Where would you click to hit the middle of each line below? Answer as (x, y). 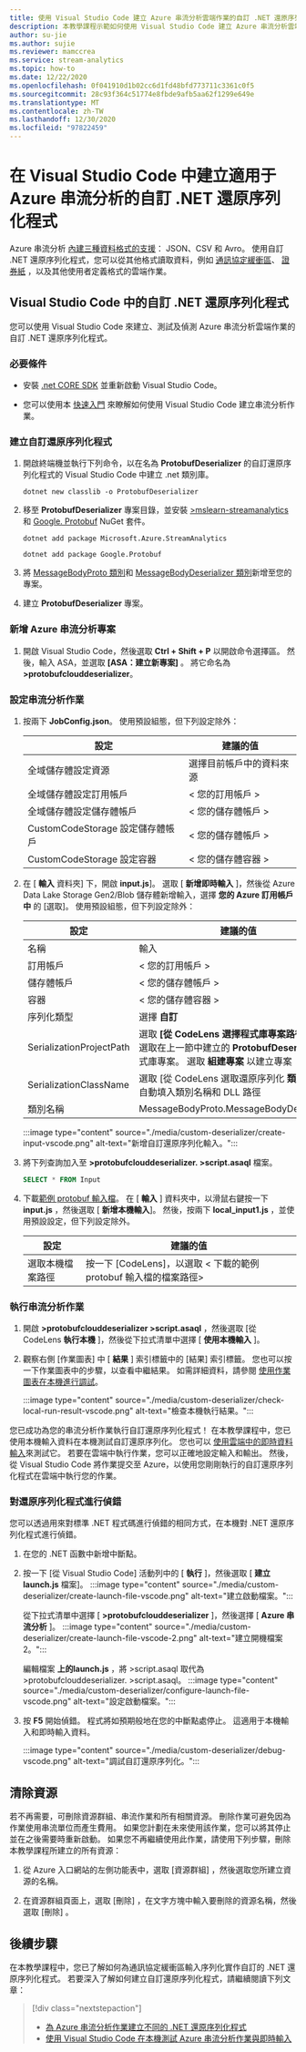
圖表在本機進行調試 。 (62, 1382)
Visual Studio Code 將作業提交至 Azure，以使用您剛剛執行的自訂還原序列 (157, 1464)
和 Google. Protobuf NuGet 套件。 (86, 521)
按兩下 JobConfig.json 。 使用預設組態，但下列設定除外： (131, 721)
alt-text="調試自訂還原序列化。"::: (137, 1761)
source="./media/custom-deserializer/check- (200, 1400)
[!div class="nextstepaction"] (87, 2008)
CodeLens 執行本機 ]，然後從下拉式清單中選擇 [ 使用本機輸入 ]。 (143, 1339)
